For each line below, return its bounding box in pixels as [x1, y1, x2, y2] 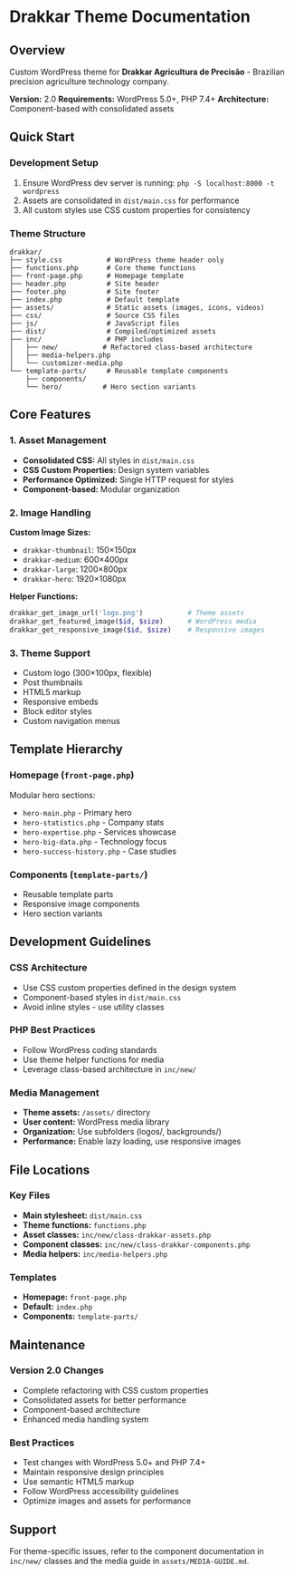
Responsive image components [22, 898, 140, 909]
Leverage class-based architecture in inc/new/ [22, 1063, 197, 1075]
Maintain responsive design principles [22, 1466, 165, 1478]
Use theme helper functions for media [22, 1054, 165, 1065]
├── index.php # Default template [9, 295, 180, 304]
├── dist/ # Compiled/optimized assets [9, 326, 217, 336]
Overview [9, 43, 66, 58]
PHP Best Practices [9, 1024, 97, 1037]
